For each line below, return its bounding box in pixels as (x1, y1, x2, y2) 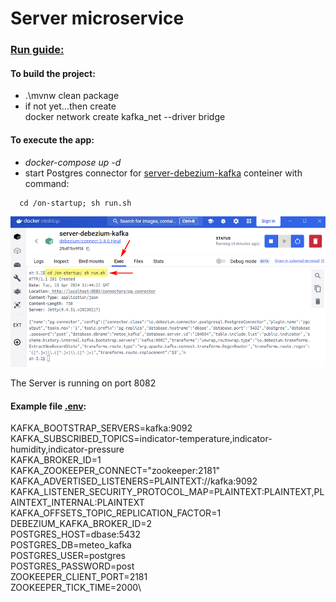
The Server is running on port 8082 (10, 377, 157, 389)
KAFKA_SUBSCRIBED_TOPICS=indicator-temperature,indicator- (10, 433, 273, 445)
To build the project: (10, 67, 96, 79)
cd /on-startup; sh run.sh (19, 198, 132, 208)
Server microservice (10, 7, 185, 30)
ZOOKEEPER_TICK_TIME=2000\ (10, 582, 142, 594)
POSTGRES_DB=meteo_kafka (10, 539, 132, 551)
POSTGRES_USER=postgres (10, 550, 126, 562)
